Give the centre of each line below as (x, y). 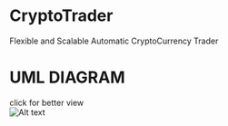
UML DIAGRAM (67, 78)
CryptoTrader (61, 16)
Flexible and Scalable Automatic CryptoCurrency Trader (114, 41)
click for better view (47, 102)
